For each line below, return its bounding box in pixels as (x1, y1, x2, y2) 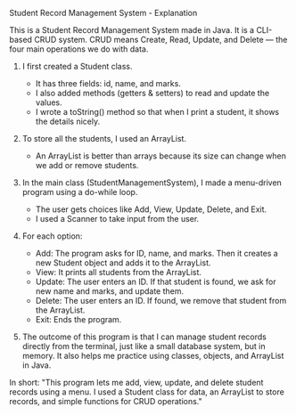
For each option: (21, 231, 83, 241)
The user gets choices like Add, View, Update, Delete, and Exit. (35, 204, 267, 215)
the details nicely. (35, 116, 101, 126)
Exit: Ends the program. (35, 314, 122, 324)
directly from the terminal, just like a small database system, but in (21, 341, 266, 351)
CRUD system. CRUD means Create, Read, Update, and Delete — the (34, 35, 288, 45)
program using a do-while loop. (21, 187, 138, 197)
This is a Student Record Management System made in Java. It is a (9, 25, 255, 35)
